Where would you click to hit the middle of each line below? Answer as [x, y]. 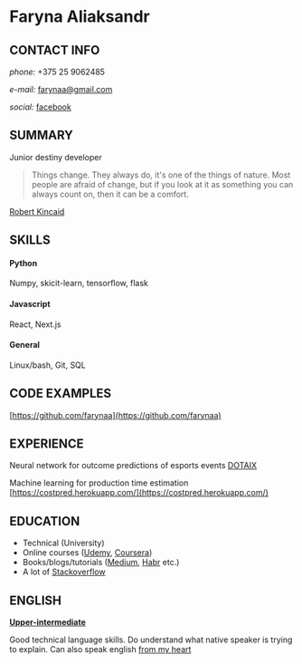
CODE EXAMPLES [61, 394]
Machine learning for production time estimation [99, 483]
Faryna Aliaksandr [80, 17]
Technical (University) [63, 543]
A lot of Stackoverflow [64, 572]
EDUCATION [45, 521]
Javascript [30, 304]
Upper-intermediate [47, 622]
